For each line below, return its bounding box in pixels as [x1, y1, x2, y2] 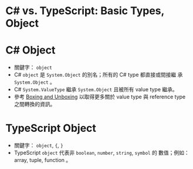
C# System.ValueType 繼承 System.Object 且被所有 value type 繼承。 [13, 86, 178, 93]
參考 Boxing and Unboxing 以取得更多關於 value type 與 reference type [13, 93, 186, 101]
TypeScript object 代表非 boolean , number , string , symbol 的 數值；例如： [13, 149, 190, 157]
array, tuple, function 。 [13, 157, 72, 164]
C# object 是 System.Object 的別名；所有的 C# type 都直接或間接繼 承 [13, 71, 183, 78]
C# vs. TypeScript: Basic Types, [5, 4, 165, 18]
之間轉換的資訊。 [13, 101, 56, 108]
